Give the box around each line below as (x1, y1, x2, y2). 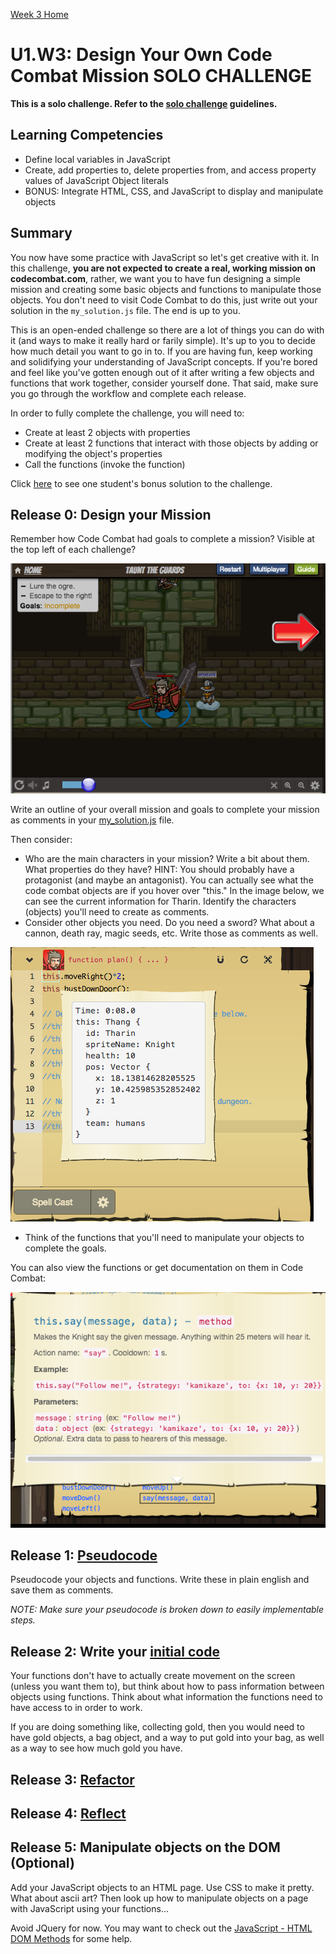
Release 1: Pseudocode (10, 1547, 158, 1564)
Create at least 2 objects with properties (24, 426, 191, 438)
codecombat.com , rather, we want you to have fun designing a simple (10, 272, 301, 284)
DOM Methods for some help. (10, 1932, 133, 1944)
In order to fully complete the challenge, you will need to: (10, 407, 245, 419)
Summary (10, 225, 73, 242)
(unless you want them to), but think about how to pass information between (10, 1680, 325, 1693)
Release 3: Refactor (10, 1771, 135, 1788)
